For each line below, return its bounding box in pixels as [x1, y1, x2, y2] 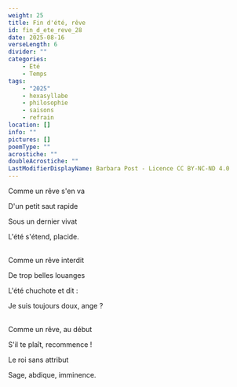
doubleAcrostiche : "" [8, 158, 79, 166]
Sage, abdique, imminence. [8, 371, 97, 379]
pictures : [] [8, 135, 51, 144]
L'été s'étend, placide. [8, 232, 80, 241]
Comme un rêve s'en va [8, 186, 85, 195]
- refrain [22, 114, 55, 122]
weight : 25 [8, 11, 44, 20]
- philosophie [22, 99, 68, 107]
